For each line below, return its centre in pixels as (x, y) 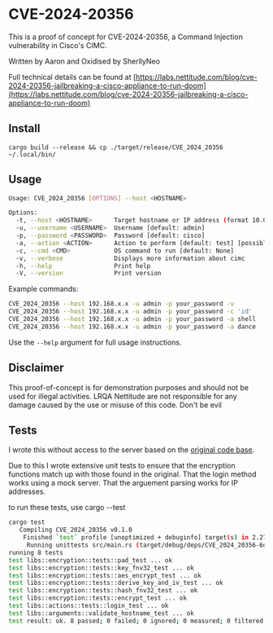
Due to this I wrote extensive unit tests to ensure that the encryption (122, 466)
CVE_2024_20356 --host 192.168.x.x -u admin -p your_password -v (121, 304)
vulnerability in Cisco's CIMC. (58, 45)
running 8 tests (36, 552)
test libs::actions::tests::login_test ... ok (89, 606)
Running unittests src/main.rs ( (83, 545)
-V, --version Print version (89, 274)
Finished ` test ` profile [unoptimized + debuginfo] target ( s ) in (136, 538)
